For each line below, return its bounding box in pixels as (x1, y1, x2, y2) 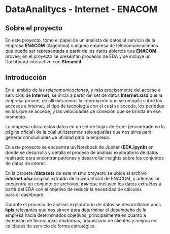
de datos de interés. (5, 160, 47, 166)
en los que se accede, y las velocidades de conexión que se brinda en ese (5, 108, 161, 114)
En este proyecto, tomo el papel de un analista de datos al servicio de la (5, 37, 156, 43)
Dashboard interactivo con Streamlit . (5, 59, 83, 64)
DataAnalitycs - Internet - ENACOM (5, 4, 158, 15)
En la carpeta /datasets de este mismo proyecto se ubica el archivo (5, 170, 147, 176)
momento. (5, 113, 27, 120)
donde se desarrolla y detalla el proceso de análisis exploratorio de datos (5, 149, 158, 155)
